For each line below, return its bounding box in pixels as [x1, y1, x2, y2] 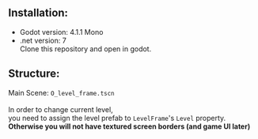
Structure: [8, 67, 60, 81]
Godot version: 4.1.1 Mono [19, 27, 104, 36]
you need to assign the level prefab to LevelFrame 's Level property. [8, 113, 226, 122]
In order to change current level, [8, 104, 113, 114]
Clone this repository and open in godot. [19, 43, 152, 54]
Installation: [8, 6, 69, 20]
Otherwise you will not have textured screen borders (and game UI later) [8, 122, 251, 131]
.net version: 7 [19, 36, 67, 45]
